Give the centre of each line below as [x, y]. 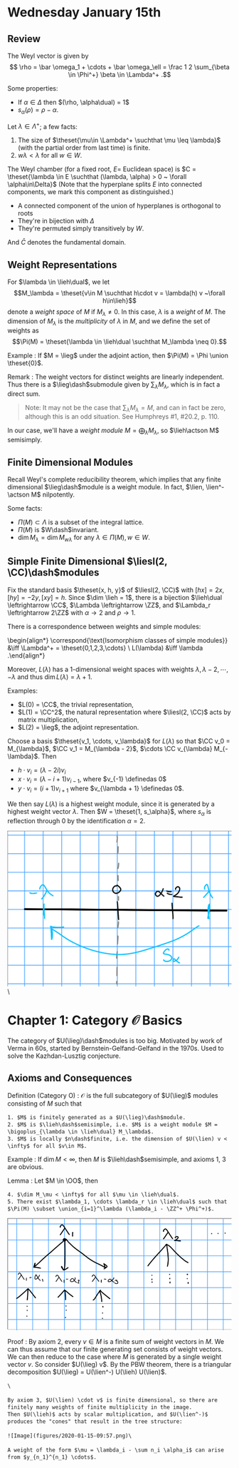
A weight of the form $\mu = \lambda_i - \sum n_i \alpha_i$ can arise [116, 1450]
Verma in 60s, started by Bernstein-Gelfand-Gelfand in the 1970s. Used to [116, 1048]
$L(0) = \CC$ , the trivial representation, [75, 704]
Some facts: [25, 509]
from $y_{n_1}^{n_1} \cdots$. [52, 1457]
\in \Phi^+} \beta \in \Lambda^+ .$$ [119, 75]
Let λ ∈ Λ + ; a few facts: [43, 126]
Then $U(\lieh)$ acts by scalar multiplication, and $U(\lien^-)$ [108, 1415]
